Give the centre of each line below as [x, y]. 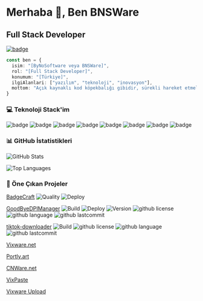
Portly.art [18, 256]
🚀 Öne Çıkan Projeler [37, 183]
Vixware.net [21, 245]
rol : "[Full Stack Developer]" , [53, 71]
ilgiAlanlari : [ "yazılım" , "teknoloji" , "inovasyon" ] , [82, 83]
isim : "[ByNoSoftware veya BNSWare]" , [61, 66]
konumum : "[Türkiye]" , [40, 77]
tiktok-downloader [29, 227]
